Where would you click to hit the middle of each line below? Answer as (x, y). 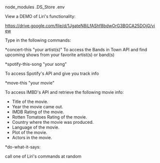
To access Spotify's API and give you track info (52, 74)
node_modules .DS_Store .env (35, 7)
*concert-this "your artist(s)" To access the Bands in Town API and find (76, 50)
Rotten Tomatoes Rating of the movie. (50, 117)
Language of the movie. (36, 127)
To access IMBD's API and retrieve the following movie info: (65, 92)
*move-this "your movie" (30, 83)
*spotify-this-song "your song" (36, 64)
